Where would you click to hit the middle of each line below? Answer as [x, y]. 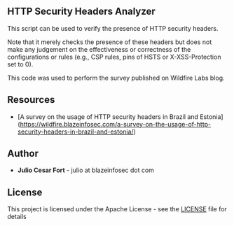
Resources [31, 100]
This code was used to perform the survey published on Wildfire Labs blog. [116, 78]
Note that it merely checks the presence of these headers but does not [110, 42]
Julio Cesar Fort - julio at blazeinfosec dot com [85, 170]
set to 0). [20, 64]
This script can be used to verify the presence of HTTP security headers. [113, 28]
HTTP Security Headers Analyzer [81, 12]
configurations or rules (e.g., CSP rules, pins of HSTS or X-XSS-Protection [114, 57]
